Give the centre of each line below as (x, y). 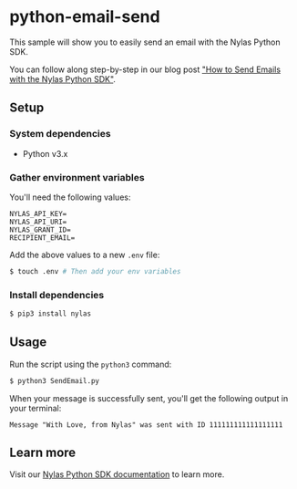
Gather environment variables (77, 177)
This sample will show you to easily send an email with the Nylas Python (145, 42)
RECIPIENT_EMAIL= (42, 238)
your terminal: (36, 408)
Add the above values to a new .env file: (85, 255)
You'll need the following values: (70, 197)
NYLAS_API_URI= (38, 222)
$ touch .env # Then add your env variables (95, 271)
